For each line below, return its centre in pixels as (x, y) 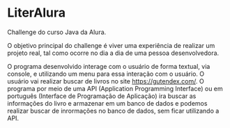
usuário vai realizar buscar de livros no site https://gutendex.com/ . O (106, 81)
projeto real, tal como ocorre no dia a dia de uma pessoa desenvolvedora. (113, 53)
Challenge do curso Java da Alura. (57, 32)
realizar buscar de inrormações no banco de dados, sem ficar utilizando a (113, 111)
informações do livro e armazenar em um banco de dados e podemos (107, 103)
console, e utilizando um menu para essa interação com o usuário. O (106, 74)
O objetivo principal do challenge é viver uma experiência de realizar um (111, 45)
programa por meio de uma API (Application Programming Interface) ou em (115, 88)
